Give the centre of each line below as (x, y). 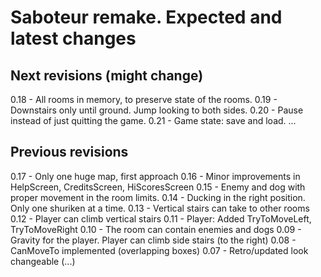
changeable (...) (43, 261)
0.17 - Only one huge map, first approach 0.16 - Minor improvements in (155, 176)
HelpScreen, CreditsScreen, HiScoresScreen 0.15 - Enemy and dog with (158, 187)
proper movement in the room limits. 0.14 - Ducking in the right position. (158, 197)
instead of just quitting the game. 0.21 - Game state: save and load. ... (153, 120)
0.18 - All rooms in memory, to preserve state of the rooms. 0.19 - (144, 99)
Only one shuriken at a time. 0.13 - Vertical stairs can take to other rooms (160, 208)
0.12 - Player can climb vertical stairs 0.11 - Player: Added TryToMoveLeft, (161, 218)
